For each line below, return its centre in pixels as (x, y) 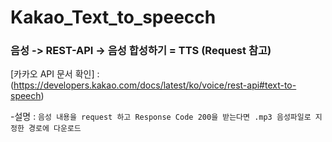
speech (26, 96)
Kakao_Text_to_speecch (113, 17)
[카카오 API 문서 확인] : (55, 74)
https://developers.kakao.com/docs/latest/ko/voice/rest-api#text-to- (155, 85)
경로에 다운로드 (55, 129)
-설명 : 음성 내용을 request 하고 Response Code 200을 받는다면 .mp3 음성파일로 (161, 117)
